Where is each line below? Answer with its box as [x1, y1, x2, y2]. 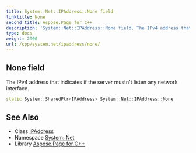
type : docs [6, 30, 33, 36]
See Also [6, 112, 39, 122]
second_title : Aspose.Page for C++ [6, 19, 93, 25]
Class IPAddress [14, 128, 54, 135]
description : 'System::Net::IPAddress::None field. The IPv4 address [6, 25, 179, 31]
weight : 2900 [6, 36, 38, 42]
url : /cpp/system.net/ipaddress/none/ [6, 42, 100, 47]
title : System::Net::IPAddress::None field [6, 8, 114, 15]
